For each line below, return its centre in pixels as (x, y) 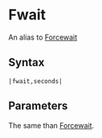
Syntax (27, 63)
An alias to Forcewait (43, 37)
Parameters (38, 106)
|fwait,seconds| (35, 81)
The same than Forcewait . (51, 125)
